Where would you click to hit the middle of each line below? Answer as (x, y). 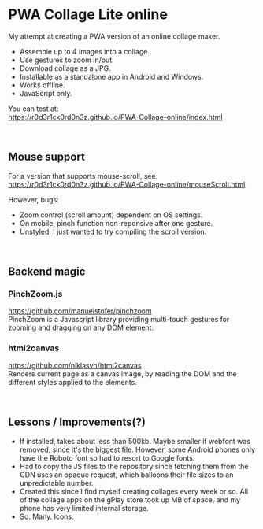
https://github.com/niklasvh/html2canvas (75, 365)
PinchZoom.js (35, 294)
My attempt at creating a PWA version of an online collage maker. (114, 36)
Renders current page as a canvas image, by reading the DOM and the (122, 374)
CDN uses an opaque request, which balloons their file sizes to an (126, 475)
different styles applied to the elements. (73, 382)
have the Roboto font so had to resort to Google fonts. (107, 457)
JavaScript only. (46, 93)
